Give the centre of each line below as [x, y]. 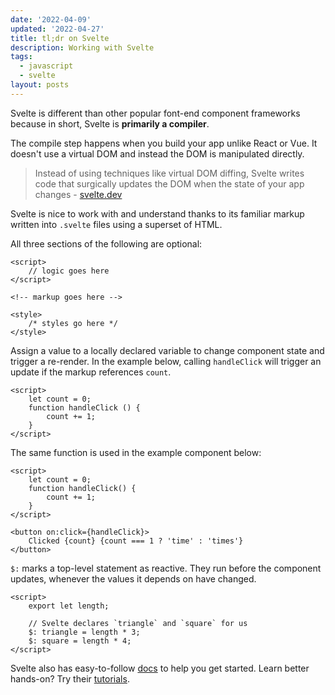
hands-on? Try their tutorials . [70, 678]
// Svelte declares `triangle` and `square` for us [138, 623]
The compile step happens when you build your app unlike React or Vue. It [164, 143]
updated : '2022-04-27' [57, 29]
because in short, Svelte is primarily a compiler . [110, 123]
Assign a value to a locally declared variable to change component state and [167, 350]
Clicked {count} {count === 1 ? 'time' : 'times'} [136, 541]
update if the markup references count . [91, 372]
